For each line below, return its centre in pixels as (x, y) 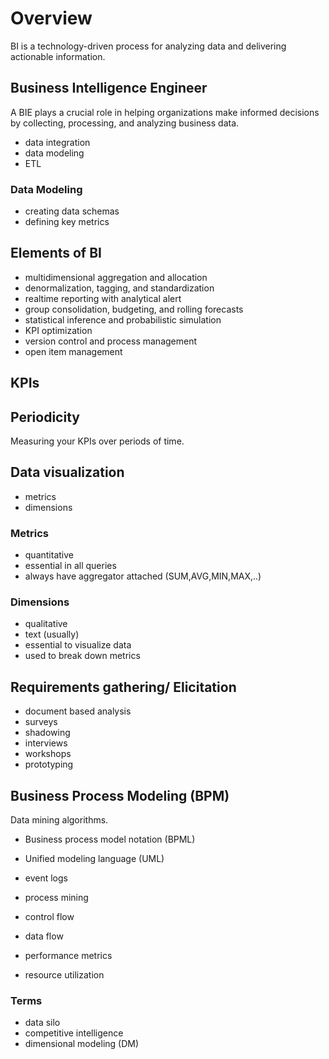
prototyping (49, 764)
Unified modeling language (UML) (94, 859)
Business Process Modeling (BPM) (120, 795)
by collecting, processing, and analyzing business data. (125, 123)
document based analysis (78, 711)
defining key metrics (67, 222)
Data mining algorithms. (59, 820)
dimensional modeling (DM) (82, 1044)
